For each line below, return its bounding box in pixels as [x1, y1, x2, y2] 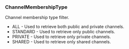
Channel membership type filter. [5, 15, 69, 20]
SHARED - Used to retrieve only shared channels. [12, 39, 111, 45]
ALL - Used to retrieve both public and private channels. [12, 24, 125, 29]
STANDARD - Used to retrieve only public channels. [12, 29, 115, 35]
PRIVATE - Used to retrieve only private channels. [12, 34, 112, 39]
